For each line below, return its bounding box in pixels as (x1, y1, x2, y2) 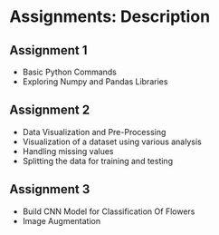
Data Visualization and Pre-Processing (22, 126, 167, 137)
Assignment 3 (9, 181, 90, 197)
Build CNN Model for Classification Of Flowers (22, 206, 195, 217)
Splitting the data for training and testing (22, 155, 174, 166)
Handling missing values (22, 145, 114, 156)
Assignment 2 (9, 103, 90, 118)
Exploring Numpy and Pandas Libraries (22, 76, 168, 87)
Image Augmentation (22, 215, 101, 226)
